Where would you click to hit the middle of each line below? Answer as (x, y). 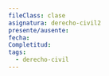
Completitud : (30, 45)
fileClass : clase (37, 15)
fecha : (19, 38)
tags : (17, 52)
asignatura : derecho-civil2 (55, 23)
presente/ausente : (39, 30)
